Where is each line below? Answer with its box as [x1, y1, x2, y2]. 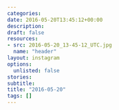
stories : [7, 73, 32, 81]
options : [7, 61, 32, 68]
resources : [7, 36, 39, 42]
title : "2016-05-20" [7, 86, 67, 93]
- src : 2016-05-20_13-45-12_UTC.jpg [7, 42, 112, 49]
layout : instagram [7, 55, 60, 61]
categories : [7, 10, 41, 17]
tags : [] [7, 93, 32, 100]
